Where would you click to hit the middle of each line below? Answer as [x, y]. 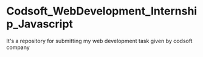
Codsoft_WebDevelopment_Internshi [102, 11]
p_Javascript [40, 24]
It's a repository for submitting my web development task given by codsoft [99, 41]
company [18, 47]
